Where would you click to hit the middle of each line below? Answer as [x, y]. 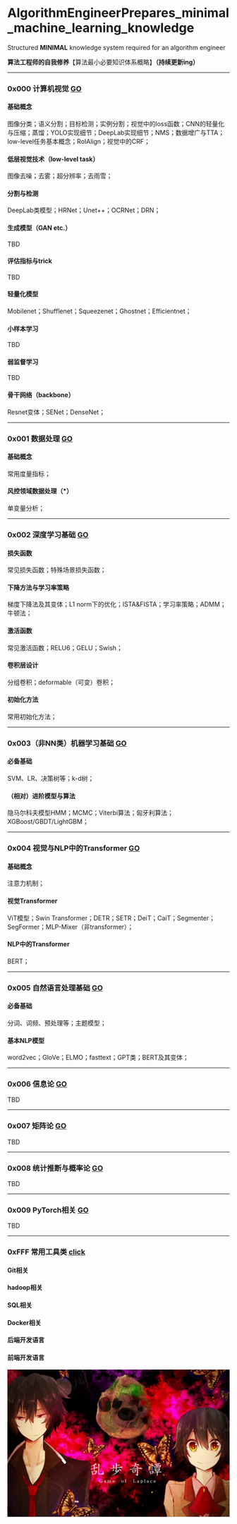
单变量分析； [26, 508]
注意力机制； [26, 884]
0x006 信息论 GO [37, 1084]
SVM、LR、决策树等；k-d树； [51, 779]
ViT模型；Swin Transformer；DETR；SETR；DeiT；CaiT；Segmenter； [111, 918]
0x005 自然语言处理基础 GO [55, 987]
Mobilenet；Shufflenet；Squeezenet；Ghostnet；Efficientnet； [99, 311]
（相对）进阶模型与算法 [41, 795]
